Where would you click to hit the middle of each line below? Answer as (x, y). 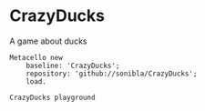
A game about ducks (48, 41)
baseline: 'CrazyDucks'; (73, 66)
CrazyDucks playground (52, 97)
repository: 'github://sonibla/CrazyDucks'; (112, 74)
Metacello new (36, 57)
